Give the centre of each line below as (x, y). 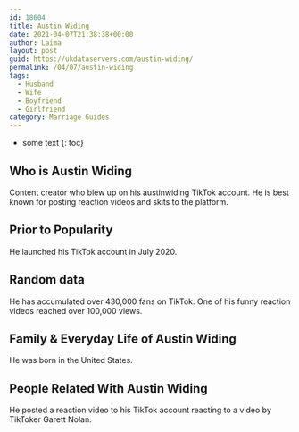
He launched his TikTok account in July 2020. (93, 251)
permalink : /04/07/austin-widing (71, 68)
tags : (19, 76)
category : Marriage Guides (59, 117)
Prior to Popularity (61, 230)
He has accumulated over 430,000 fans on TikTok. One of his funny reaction (150, 301)
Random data (47, 280)
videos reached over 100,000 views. (76, 310)
